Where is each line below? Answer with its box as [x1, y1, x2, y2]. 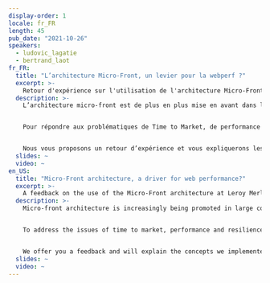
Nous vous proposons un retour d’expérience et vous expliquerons [22, 145, 250, 153]
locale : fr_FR [8, 19, 56, 27]
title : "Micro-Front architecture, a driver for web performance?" [15, 174, 247, 183]
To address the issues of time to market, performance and [22, 226, 225, 234]
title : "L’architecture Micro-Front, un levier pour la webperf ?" [15, 72, 247, 80]
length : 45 [8, 27, 45, 35]
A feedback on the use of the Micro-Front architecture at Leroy [22, 190, 247, 198]
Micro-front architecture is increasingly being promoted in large [22, 204, 253, 213]
